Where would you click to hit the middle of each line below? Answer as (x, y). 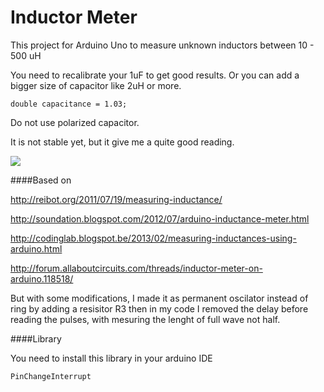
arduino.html (36, 248)
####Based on (41, 180)
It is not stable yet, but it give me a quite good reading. (122, 142)
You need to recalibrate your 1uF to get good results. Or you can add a (155, 75)
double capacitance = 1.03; (69, 104)
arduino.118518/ (42, 278)
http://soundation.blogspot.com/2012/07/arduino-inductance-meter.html (160, 218)
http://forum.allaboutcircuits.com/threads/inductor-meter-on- (136, 268)
